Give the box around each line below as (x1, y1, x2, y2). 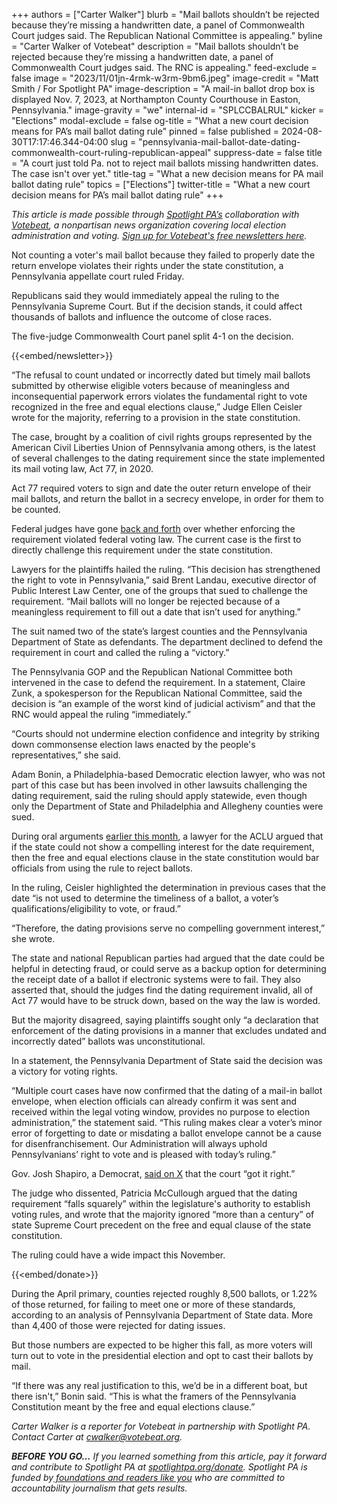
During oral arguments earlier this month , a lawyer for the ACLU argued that (11, 830, 324, 842)
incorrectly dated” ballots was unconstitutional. (11, 1035, 206, 1047)
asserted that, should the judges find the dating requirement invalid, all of (11, 984, 314, 996)
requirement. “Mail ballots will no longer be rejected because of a (11, 595, 281, 607)
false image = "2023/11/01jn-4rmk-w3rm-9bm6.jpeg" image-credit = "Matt (11, 72, 319, 84)
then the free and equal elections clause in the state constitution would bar (11, 852, 320, 863)
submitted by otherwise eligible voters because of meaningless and (11, 380, 290, 391)
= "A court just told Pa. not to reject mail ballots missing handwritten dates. (11, 157, 319, 169)
